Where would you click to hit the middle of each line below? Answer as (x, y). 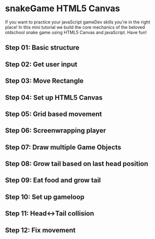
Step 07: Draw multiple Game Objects (63, 147)
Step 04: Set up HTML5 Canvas (54, 97)
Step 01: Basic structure (42, 48)
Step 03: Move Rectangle (44, 81)
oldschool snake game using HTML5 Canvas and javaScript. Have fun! (76, 32)
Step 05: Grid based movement (54, 114)
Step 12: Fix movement (40, 230)
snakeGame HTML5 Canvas (63, 9)
